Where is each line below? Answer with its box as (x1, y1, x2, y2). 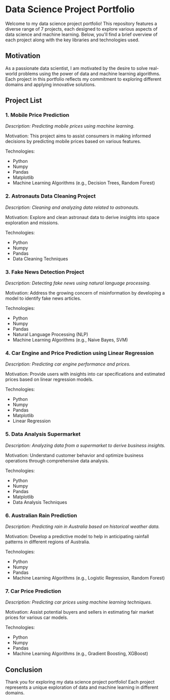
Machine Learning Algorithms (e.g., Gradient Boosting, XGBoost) (12, 650, 149, 657)
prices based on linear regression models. (5, 376, 94, 382)
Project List (5, 96, 42, 105)
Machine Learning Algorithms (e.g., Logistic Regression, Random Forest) (12, 574, 165, 581)
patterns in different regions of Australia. (5, 539, 91, 545)
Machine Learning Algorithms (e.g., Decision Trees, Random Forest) (12, 180, 155, 186)
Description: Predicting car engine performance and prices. (5, 361, 131, 367)
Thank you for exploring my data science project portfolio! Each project (5, 679, 155, 685)
